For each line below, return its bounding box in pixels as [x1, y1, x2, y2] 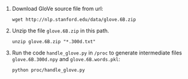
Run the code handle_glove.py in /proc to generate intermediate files [11, 49, 182, 56]
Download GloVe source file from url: [11, 5, 103, 12]
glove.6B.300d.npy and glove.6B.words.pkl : [11, 56, 120, 62]
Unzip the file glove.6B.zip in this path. [11, 27, 109, 34]
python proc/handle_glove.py [11, 67, 85, 73]
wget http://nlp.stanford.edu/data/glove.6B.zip [11, 17, 136, 23]
